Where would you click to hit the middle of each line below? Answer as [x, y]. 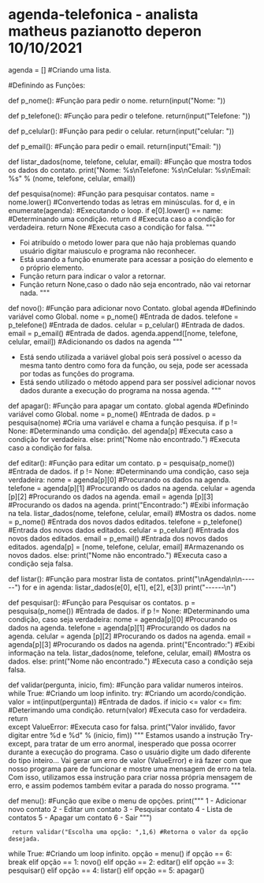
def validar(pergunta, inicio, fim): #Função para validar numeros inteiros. [126, 685]
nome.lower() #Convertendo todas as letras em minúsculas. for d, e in [121, 202]
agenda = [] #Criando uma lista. [60, 69]
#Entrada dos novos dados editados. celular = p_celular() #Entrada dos [124, 529]
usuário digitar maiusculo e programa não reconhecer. [108, 251]
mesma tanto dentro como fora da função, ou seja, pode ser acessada [134, 365]
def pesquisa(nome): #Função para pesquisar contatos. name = [112, 193]
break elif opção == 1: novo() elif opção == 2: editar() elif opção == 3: [121, 862]
